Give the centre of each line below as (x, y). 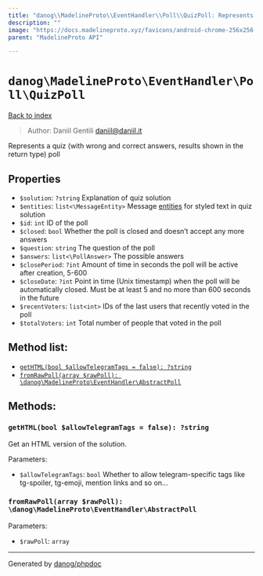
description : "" (34, 23)
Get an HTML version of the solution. (68, 443)
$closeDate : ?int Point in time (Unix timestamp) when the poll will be (130, 281)
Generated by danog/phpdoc (55, 563)
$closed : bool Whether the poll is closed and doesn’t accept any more (132, 231)
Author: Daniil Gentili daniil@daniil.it (85, 131)
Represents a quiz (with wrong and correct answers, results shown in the (126, 146)
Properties (34, 179)
